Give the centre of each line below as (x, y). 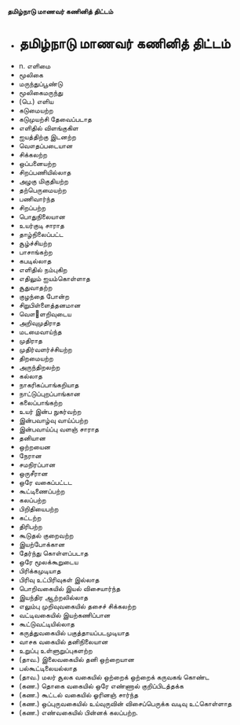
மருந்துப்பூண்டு (41, 83)
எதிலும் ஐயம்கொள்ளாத (55, 278)
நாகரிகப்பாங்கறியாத (49, 384)
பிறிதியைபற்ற (38, 509)
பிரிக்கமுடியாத (40, 571)
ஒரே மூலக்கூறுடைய (49, 561)
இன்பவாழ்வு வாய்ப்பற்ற (53, 420)
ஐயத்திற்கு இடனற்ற (47, 136)
